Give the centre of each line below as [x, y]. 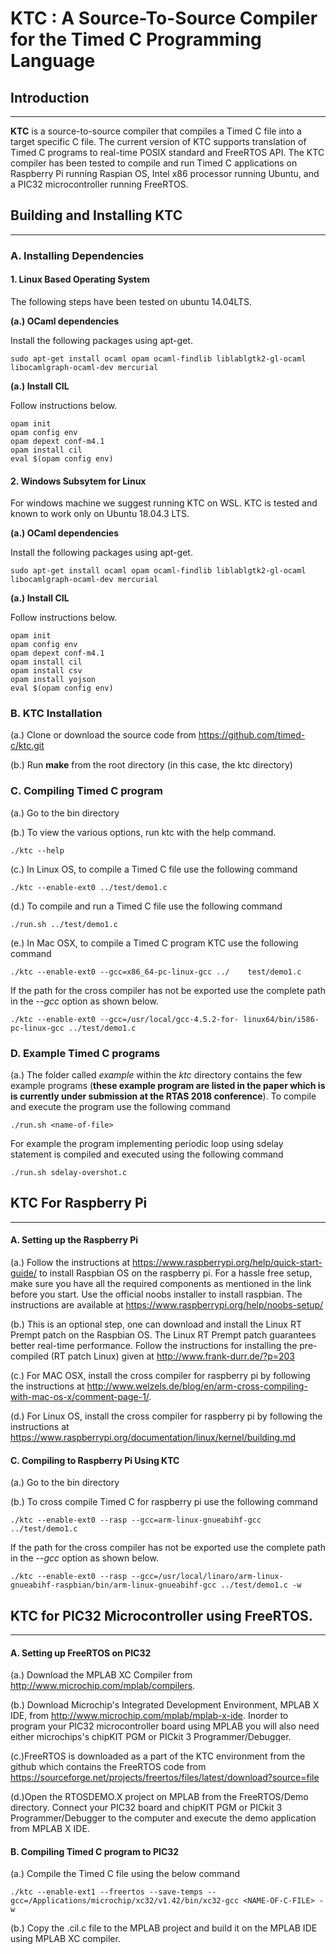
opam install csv [46, 671]
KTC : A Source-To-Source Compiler [164, 18]
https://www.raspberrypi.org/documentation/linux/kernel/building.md [153, 1438]
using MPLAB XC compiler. [65, 1939]
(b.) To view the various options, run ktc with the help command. [143, 832]
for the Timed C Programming [136, 39]
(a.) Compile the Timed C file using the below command [125, 1874]
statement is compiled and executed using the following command [147, 1154]
